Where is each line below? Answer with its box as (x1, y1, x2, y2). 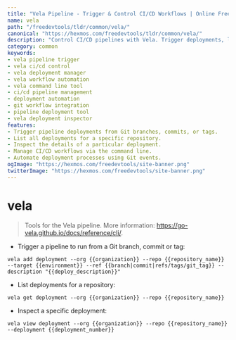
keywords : (7, 50, 37, 57)
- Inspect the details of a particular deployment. (7, 141, 162, 149)
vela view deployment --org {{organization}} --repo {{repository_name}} (7, 320, 228, 327)
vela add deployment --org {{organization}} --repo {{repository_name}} (7, 256, 225, 263)
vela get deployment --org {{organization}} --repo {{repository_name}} (7, 294, 225, 301)
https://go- (157, 221, 188, 229)
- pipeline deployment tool (7, 108, 90, 115)
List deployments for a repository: (17, 280, 116, 289)
